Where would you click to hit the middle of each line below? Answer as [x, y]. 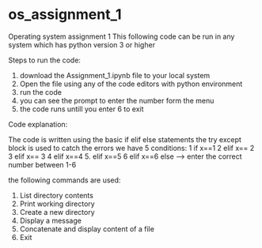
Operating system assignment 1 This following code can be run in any [122, 36]
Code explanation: [38, 124]
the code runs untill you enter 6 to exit [82, 109]
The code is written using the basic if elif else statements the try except [125, 139]
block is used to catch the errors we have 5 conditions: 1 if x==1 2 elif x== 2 [131, 148]
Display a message [50, 220]
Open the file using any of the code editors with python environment [131, 84]
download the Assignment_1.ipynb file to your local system [115, 75]
